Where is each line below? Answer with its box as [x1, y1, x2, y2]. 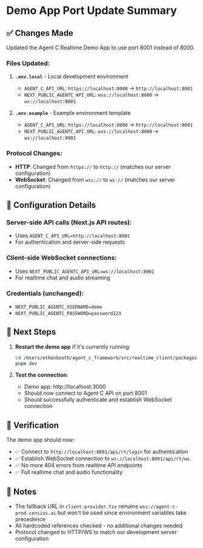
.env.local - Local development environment [15, 73, 128, 80]
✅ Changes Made [6, 28, 74, 38]
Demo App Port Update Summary [6, 4, 178, 18]
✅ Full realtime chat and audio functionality [15, 468, 123, 476]
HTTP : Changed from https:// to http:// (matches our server [15, 163, 171, 170]
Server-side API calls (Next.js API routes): [6, 218, 132, 227]
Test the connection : [15, 371, 68, 378]
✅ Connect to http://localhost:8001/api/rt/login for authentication [15, 448, 188, 456]
